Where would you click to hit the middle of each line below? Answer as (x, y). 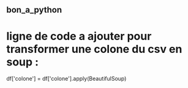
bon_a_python (34, 10)
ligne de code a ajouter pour (79, 36)
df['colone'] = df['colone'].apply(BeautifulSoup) (66, 79)
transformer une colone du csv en (94, 49)
